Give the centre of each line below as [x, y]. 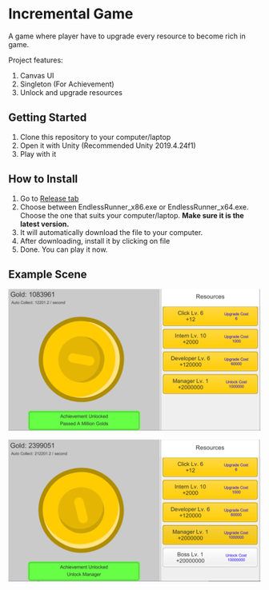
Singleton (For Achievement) [67, 84]
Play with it [38, 153]
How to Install [43, 179]
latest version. [44, 224]
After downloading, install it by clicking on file [95, 241]
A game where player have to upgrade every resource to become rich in [127, 36]
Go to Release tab [49, 198]
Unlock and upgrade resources [71, 92]
